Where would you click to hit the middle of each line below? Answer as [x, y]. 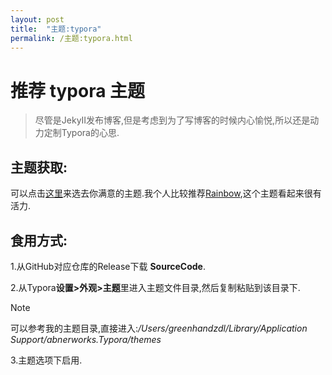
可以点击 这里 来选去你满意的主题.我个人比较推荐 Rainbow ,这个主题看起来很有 [166, 193]
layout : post [37, 19]
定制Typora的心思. [81, 133]
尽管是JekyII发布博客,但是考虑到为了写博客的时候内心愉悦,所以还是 [172, 120]
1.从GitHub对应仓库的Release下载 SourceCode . [108, 266]
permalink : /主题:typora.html [71, 38]
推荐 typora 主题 [78, 90]
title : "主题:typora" [56, 29]
